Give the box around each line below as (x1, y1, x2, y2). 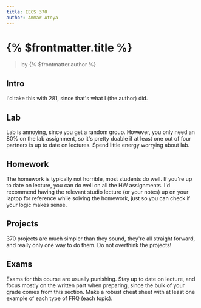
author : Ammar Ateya (6, 15, 59, 21)
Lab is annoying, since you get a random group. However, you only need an (6, 128, 196, 136)
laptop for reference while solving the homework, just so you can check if (6, 194, 191, 201)
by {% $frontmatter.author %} (21, 61, 97, 68)
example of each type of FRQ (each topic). (6, 295, 113, 302)
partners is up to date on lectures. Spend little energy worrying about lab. (6, 141, 190, 149)
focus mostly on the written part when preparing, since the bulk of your (6, 281, 185, 289)
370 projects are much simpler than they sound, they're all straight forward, (6, 235, 196, 242)
